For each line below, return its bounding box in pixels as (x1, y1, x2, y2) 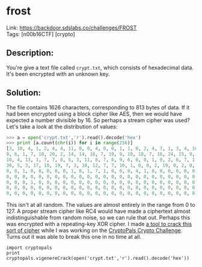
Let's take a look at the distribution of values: (6, 123, 118, 130)
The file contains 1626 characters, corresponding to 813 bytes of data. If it (6, 103, 190, 111)
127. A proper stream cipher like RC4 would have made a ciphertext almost (6, 207, 191, 215)
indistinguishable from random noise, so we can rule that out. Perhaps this (6, 214, 191, 221)
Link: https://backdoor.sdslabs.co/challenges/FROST (6, 24, 137, 31)
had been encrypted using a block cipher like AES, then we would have (6, 110, 182, 117)
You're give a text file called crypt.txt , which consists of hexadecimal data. (6, 64, 194, 71)
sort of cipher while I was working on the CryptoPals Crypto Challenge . (6, 227, 183, 234)
